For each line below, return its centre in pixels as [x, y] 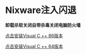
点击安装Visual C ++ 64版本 [34, 46]
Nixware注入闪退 [41, 10]
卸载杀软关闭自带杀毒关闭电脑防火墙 [43, 25]
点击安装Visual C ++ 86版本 [34, 35]
